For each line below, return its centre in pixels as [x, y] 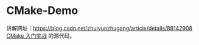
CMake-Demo [42, 11]
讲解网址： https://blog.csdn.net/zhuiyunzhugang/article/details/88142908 [100, 28]
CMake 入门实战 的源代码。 [41, 36]
